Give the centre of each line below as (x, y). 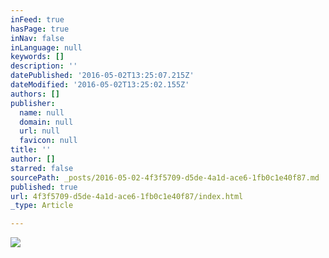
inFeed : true (37, 19)
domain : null (46, 122)
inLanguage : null (46, 47)
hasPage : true (40, 29)
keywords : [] (37, 57)
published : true (44, 187)
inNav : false (37, 38)
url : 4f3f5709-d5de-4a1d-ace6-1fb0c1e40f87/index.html (127, 196)
